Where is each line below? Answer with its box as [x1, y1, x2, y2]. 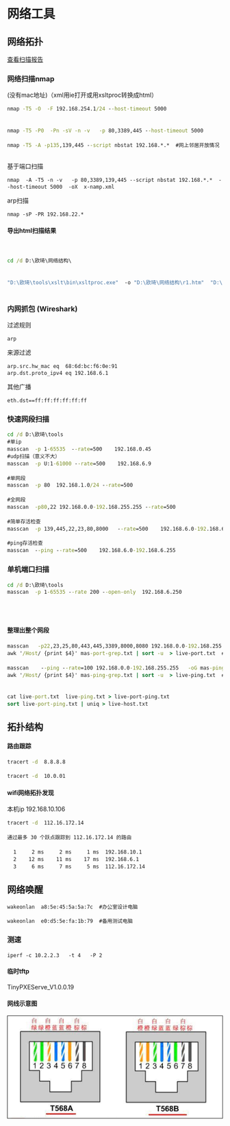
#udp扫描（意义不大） [7, 452, 60, 460]
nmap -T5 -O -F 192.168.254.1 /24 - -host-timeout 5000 [7, 106, 167, 113]
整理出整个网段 [7, 626, 49, 634]
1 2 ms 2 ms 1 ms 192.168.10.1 [13, 849, 142, 855]
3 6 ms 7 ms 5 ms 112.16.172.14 [13, 863, 146, 870]
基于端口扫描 [7, 162, 43, 170]
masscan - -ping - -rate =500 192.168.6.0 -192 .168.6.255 [7, 547, 176, 554]
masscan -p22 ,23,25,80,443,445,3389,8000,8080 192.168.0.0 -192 [7, 643, 197, 650]
